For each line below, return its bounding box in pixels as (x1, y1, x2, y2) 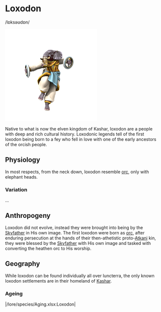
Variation (5, 186, 28, 193)
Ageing (5, 290, 23, 297)
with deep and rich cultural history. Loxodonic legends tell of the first (5, 131, 144, 137)
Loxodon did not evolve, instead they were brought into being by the (5, 224, 143, 231)
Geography (5, 260, 40, 268)
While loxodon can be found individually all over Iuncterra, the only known (5, 273, 155, 279)
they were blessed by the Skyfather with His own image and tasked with (5, 240, 151, 246)
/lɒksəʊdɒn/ (5, 19, 30, 25)
